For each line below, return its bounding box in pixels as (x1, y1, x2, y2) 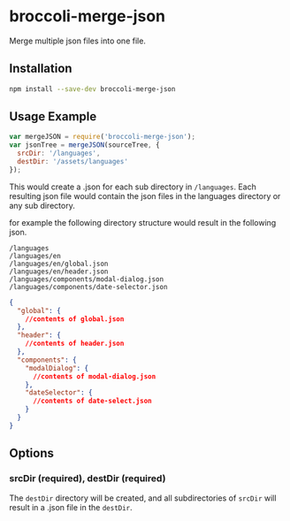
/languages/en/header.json (9, 267, 109, 276)
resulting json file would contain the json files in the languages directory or (9, 190, 281, 201)
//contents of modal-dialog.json (32, 372, 156, 381)
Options (9, 446, 55, 461)
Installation (9, 61, 72, 76)
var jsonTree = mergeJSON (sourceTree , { (9, 141, 161, 149)
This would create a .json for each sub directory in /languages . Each (9, 181, 256, 192)
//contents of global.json (25, 314, 125, 324)
